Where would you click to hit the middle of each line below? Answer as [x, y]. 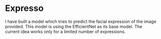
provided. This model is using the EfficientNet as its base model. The [74, 26]
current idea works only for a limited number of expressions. [65, 31]
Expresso [24, 8]
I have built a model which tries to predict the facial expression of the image [81, 21]
